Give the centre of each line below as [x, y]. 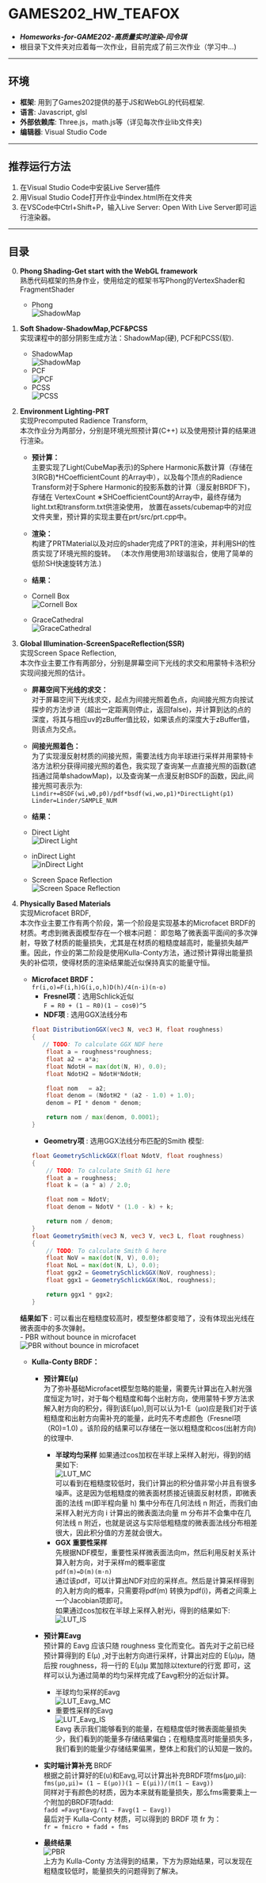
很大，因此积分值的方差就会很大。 [111, 1532]
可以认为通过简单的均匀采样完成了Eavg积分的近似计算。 [142, 1675]
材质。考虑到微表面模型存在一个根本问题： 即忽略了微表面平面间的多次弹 [139, 933]
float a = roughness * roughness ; [99, 1052]
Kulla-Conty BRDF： [65, 1362]
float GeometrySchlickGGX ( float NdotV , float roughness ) [127, 1155]
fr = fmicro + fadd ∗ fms [86, 1827]
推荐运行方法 [40, 167]
